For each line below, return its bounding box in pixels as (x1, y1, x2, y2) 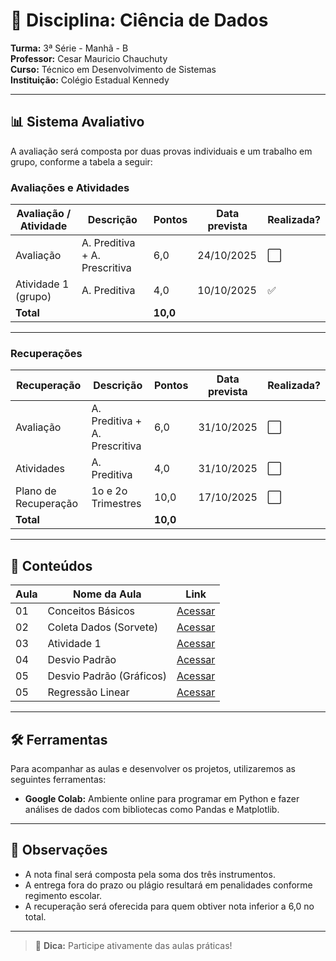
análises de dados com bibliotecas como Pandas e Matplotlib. (24, 803, 280, 815)
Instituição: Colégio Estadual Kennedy (10, 74, 170, 86)
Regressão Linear (47, 685, 130, 699)
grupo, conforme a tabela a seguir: (10, 155, 153, 168)
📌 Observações (10, 842, 108, 859)
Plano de (15, 484, 57, 498)
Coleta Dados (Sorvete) (47, 620, 159, 634)
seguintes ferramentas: (10, 773, 107, 785)
